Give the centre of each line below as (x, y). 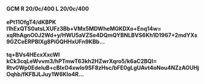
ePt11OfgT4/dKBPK (31, 22)
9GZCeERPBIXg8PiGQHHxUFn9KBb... (56, 42)
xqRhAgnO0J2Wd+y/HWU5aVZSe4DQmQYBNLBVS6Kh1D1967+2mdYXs (102, 35)
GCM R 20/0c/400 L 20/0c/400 (48, 9)
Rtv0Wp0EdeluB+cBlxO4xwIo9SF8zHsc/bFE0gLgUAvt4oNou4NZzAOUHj (103, 68)
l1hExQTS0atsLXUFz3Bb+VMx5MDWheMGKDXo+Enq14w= (84, 29)
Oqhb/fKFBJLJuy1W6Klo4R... (45, 74)
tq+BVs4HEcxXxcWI (33, 55)
